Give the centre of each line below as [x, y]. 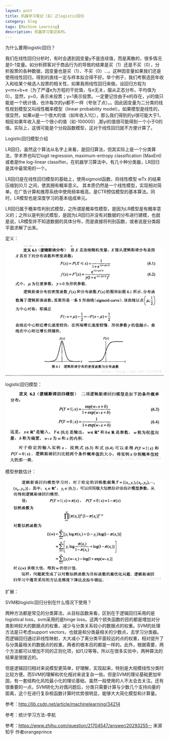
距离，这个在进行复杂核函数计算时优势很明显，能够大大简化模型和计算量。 [82, 693]
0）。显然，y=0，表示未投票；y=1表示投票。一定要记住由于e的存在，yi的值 [82, 97]
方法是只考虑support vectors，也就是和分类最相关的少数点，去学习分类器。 [83, 632]
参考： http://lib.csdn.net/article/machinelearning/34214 [63, 704]
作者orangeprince [33, 732]
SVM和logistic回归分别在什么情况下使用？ [49, 602]
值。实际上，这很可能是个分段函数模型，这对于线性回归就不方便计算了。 [80, 128]
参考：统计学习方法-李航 [31, 715]
